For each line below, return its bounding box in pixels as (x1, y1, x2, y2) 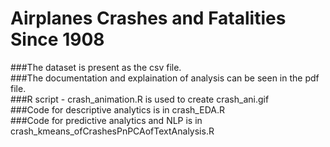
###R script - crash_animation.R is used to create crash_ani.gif (10, 93, 270, 105)
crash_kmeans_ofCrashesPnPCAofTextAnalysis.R (10, 125, 215, 137)
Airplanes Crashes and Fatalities (10, 7, 287, 30)
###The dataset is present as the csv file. (10, 61, 182, 73)
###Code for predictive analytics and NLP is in (10, 114, 203, 126)
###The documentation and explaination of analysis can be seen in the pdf (10, 72, 320, 84)
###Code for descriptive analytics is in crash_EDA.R (10, 103, 225, 116)
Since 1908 (10, 28, 105, 51)
